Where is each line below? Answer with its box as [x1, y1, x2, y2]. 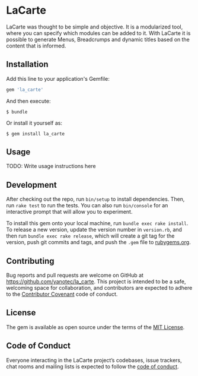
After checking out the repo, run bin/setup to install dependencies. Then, [6, 195, 185, 203]
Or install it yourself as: [6, 119, 62, 127]
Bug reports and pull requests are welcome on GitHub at [6, 271, 144, 279]
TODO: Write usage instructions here [6, 163, 96, 170]
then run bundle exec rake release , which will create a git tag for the [6, 232, 175, 239]
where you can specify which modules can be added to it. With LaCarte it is [6, 29, 191, 36]
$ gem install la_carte [6, 131, 65, 137]
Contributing [6, 256, 55, 266]
